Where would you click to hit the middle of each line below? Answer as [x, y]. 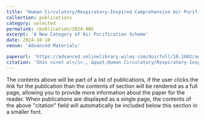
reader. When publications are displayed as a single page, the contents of [99, 99]
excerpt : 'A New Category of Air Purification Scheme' [77, 35]
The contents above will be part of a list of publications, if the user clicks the [102, 79]
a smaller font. [24, 112]
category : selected [31, 23]
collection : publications [39, 18]
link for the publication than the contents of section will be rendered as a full [102, 86]
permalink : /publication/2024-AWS [50, 29]
